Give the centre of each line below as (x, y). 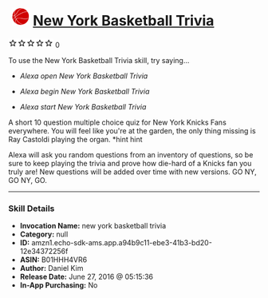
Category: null (44, 234)
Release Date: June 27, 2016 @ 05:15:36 (87, 277)
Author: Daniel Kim (51, 268)
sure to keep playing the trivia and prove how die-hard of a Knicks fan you (130, 163)
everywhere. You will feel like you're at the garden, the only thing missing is (132, 130)
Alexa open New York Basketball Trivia (84, 76)
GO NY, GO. (28, 180)
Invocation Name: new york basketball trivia (93, 226)
